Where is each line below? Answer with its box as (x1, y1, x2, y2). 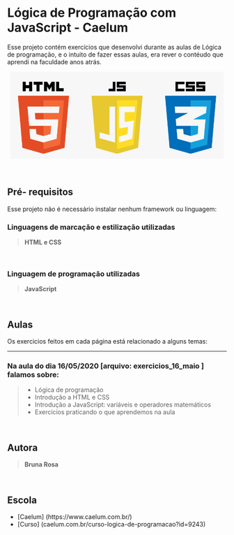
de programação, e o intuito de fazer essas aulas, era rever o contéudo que (7, 50, 224, 59)
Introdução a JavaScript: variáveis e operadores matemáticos (34, 400, 211, 409)
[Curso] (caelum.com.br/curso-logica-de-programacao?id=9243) (17, 520, 206, 529)
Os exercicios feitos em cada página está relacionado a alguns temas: (7, 337, 208, 346)
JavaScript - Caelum (7, 20, 129, 36)
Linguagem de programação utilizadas (7, 269, 141, 279)
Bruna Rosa (24, 460, 59, 469)
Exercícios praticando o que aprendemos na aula (34, 408, 175, 416)
